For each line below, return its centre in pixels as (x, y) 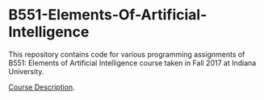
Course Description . (42, 87)
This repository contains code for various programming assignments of (127, 54)
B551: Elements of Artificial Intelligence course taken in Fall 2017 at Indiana (132, 63)
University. (26, 71)
